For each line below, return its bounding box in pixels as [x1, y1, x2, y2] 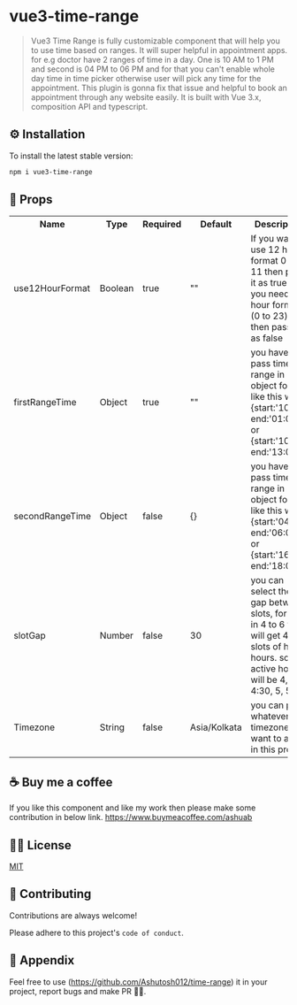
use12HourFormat [13, 282, 91, 295]
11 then [250, 265, 284, 278]
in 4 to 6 [250, 618, 286, 631]
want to [250, 733, 282, 745]
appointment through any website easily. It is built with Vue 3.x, [30, 91, 262, 103]
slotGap [13, 630, 46, 642]
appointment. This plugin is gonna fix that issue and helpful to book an [30, 82, 287, 93]
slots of [250, 641, 282, 653]
